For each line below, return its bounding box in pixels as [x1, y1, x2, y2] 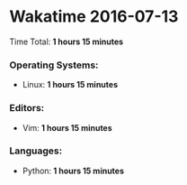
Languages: [9, 144, 63, 157]
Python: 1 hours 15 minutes [22, 165, 124, 176]
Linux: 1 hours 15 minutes [22, 79, 119, 90]
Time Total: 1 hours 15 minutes [9, 36, 124, 47]
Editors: [9, 102, 45, 115]
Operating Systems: [9, 59, 99, 71]
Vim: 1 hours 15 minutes [22, 122, 112, 133]
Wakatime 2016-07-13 [9, 6, 179, 27]
